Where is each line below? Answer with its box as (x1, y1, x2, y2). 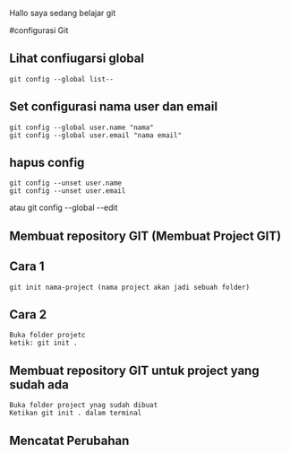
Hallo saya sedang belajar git (9, 8, 116, 18)
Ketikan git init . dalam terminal (9, 408, 142, 418)
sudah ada (9, 377, 69, 392)
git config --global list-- (9, 74, 115, 83)
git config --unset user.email (9, 187, 126, 196)
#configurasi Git (9, 25, 69, 35)
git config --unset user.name (9, 179, 123, 188)
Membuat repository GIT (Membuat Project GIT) (9, 228, 282, 243)
